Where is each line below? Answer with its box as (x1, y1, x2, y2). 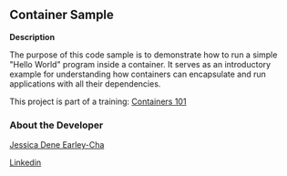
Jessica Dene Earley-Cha (9, 140, 105, 150)
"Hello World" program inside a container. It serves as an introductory (9, 58, 272, 69)
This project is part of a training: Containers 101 (9, 96, 187, 107)
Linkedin (9, 157, 42, 168)
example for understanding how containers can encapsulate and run (9, 68, 267, 79)
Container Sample (9, 7, 114, 23)
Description (9, 31, 56, 42)
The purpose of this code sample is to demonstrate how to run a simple (9, 49, 278, 60)
